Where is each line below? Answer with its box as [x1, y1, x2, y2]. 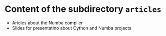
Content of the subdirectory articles [5, 3, 161, 15]
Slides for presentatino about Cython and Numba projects [12, 25, 131, 31]
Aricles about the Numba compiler [12, 20, 83, 26]
